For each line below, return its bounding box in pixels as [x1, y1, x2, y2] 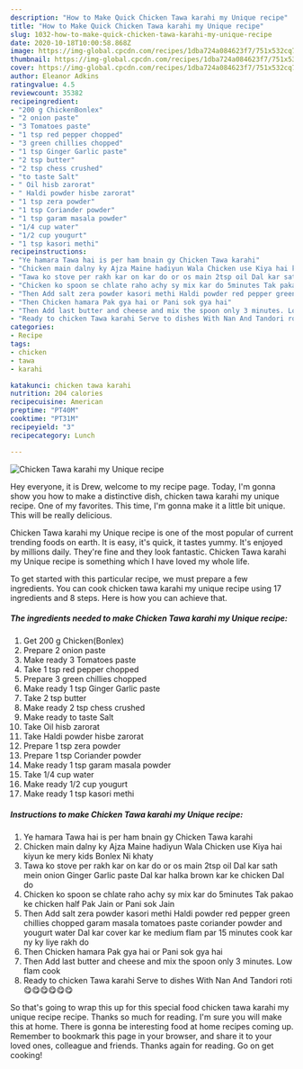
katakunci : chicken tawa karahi [10, 381, 131, 390]
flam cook [22, 966, 61, 976]
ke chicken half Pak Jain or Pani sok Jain [22, 899, 175, 910]
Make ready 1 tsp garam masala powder [22, 759, 172, 770]
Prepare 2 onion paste [22, 645, 106, 656]
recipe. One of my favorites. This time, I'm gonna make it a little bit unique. [10, 500, 286, 511]
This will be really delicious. [10, 509, 113, 520]
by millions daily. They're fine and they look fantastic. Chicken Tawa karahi [10, 546, 287, 557]
